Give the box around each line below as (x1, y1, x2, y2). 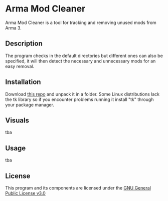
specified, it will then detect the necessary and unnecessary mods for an (5, 58, 156, 64)
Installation (5, 78, 41, 86)
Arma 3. (5, 24, 22, 30)
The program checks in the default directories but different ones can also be (5, 52, 163, 58)
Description (5, 39, 43, 48)
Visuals (5, 116, 29, 124)
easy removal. (5, 63, 35, 69)
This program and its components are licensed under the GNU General (5, 185, 151, 190)
